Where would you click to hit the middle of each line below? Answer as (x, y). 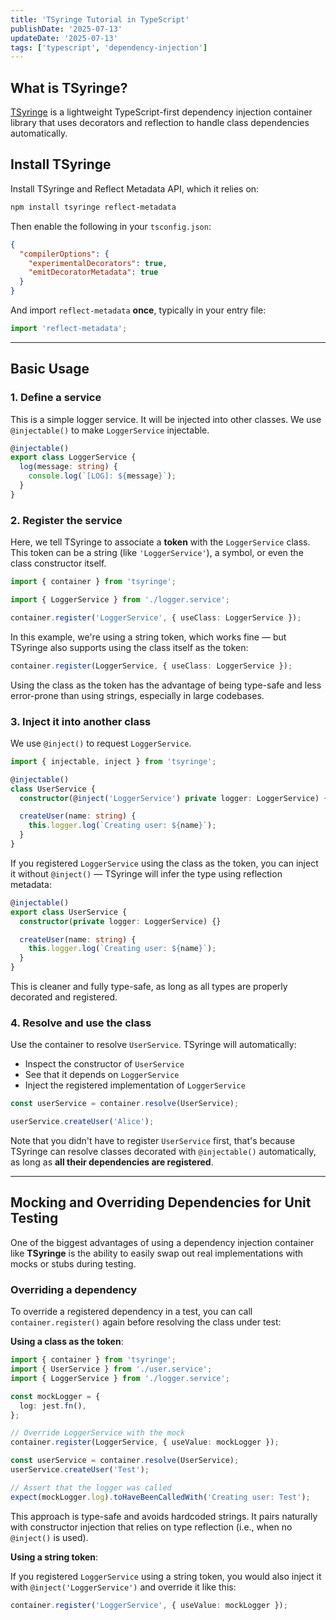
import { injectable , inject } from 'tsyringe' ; (113, 761)
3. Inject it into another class (81, 721)
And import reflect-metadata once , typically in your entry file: (138, 310)
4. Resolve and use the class (81, 1023)
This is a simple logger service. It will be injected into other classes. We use (166, 419)
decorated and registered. (64, 997)
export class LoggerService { (73, 457)
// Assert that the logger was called (91, 1487)
